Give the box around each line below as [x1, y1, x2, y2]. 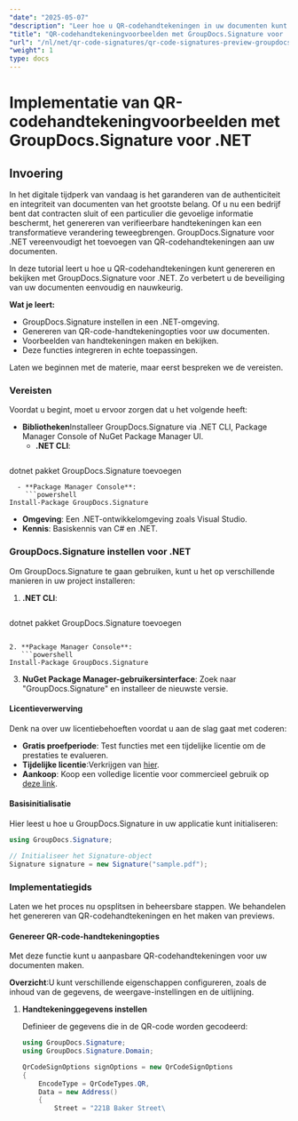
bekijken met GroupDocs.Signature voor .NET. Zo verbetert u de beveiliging [9, 273, 286, 283]
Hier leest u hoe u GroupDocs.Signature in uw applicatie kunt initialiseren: [9, 819, 278, 829]
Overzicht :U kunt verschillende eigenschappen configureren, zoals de [9, 977, 267, 988]
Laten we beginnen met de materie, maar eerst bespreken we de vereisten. [9, 362, 284, 372]
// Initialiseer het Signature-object [9, 851, 153, 861]
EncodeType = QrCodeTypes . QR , [38, 1079, 150, 1088]
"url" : [9, 37, 34, 47]
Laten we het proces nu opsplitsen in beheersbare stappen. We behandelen [9, 901, 286, 911]
